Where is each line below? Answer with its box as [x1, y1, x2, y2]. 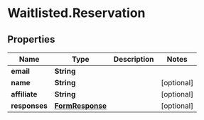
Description [113, 55, 154, 64]
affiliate [11, 89, 38, 99]
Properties [7, 33, 55, 45]
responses [11, 101, 48, 111]
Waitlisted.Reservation [7, 5, 146, 21]
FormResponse [54, 101, 107, 111]
